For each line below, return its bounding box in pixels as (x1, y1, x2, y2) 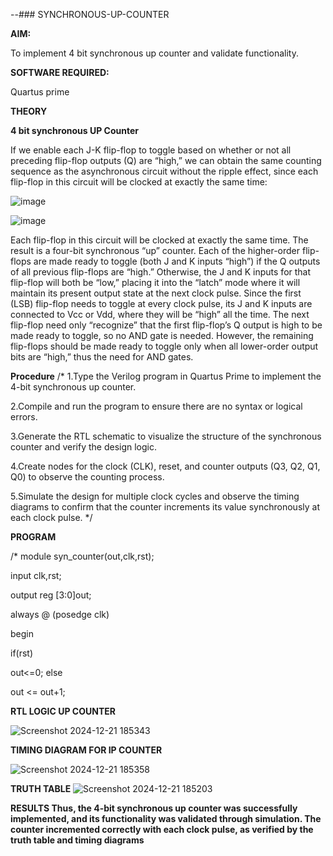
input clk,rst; (10, 570, 62, 581)
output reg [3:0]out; (10, 589, 92, 601)
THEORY (10, 105, 48, 117)
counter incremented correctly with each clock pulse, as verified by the (10, 824, 314, 835)
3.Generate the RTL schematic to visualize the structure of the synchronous (10, 430, 322, 442)
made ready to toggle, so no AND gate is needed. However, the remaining (10, 330, 314, 341)
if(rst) (10, 647, 34, 659)
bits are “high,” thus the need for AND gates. (10, 351, 194, 363)
